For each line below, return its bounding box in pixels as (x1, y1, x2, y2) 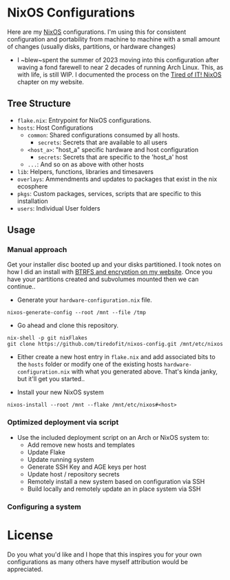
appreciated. (7, 565, 43, 573)
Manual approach (7, 245, 67, 255)
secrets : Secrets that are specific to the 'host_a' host (37, 153, 188, 161)
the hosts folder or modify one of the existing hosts (17, 360, 163, 369)
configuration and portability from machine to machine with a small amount (7, 35, 220, 43)
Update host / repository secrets (27, 470, 120, 478)
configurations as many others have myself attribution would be (7, 557, 188, 565)
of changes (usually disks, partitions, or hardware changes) (7, 42, 176, 50)
